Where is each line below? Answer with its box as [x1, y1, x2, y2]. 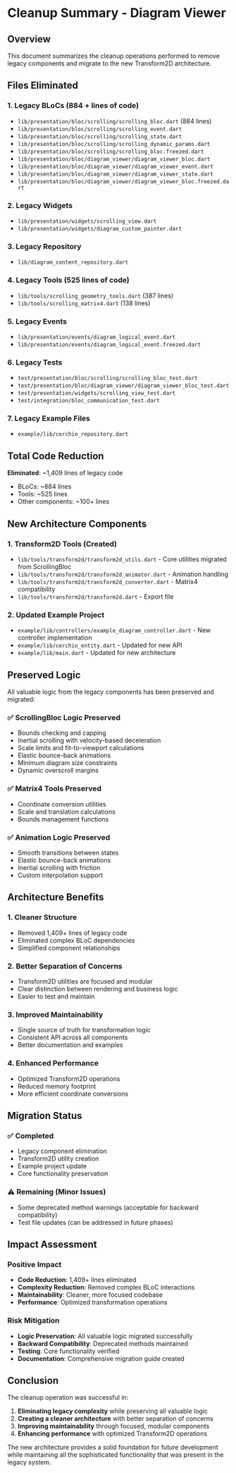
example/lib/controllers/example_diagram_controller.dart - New [17, 626, 211, 635]
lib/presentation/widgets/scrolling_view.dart [17, 217, 157, 225]
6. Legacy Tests [7, 357, 63, 367]
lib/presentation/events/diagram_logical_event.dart [17, 334, 176, 341]
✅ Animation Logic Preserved [7, 832, 111, 842]
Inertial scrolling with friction [17, 863, 101, 872]
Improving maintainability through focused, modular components [17, 1422, 210, 1431]
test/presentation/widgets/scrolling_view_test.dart [17, 390, 176, 397]
